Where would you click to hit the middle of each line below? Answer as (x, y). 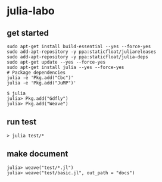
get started (28, 33)
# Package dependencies (36, 73)
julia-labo (31, 11)
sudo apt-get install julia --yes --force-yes (66, 67)
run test (22, 122)
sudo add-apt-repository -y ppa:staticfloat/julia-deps (77, 57)
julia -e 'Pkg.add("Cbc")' (40, 78)
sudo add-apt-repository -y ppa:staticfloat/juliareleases (82, 52)
